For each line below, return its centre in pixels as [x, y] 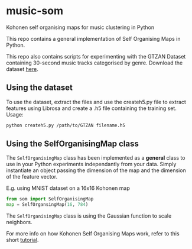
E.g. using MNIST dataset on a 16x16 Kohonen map [68, 188]
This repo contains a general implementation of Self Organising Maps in [93, 38]
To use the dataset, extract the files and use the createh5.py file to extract [96, 102]
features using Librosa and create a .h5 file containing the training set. [92, 108]
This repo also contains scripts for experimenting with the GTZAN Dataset [96, 56]
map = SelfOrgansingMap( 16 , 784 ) [47, 205]
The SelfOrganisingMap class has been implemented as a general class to [96, 158]
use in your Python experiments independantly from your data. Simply [91, 164]
